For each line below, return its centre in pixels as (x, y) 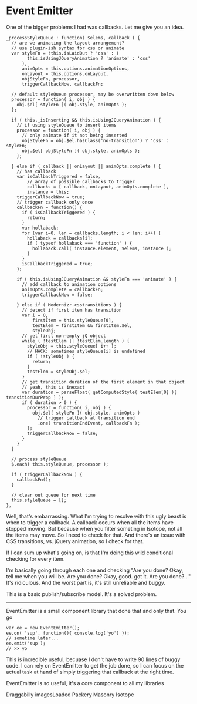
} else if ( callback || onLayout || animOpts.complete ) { (86, 166)
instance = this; (48, 192)
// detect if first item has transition (72, 310)
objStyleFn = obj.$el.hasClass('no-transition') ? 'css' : (95, 140)
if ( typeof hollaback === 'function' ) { (80, 243)
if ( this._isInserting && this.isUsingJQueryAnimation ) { (86, 120)
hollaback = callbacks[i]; (60, 238)
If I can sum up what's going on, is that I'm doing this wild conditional (90, 553)
